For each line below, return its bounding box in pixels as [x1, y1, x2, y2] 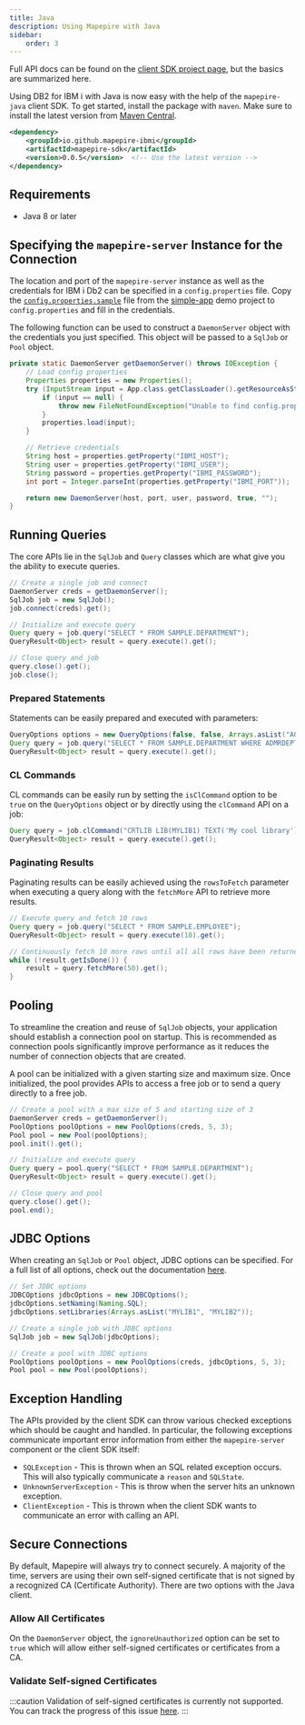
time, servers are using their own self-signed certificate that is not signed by [9, 1570, 295, 1580]
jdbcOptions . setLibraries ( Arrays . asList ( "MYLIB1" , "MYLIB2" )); [9, 1308, 254, 1317]
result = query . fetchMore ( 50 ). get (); [25, 964, 169, 973]
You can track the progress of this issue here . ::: [9, 1705, 189, 1716]
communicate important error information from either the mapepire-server [9, 1434, 286, 1446]
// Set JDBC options [9, 1282, 88, 1291]
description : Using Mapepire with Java [9, 22, 161, 31]
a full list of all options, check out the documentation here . [9, 1265, 227, 1276]
